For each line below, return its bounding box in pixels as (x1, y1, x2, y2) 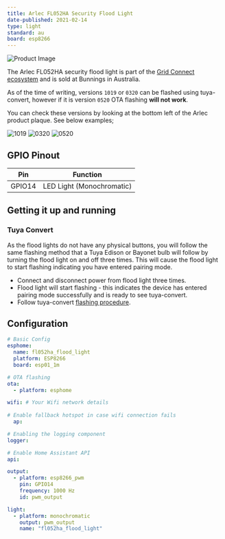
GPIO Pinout (7, 149, 60, 161)
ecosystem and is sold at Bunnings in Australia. (7, 75, 141, 83)
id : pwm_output (19, 494, 63, 501)
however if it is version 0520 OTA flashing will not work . (32, 95, 189, 104)
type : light (7, 23, 41, 30)
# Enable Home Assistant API (7, 449, 91, 457)
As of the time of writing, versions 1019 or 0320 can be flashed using (7, 89, 199, 97)
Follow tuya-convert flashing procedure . (16, 298, 131, 306)
